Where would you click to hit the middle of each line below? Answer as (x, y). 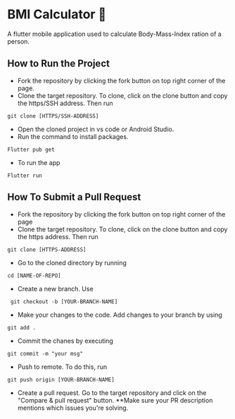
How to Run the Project (59, 64)
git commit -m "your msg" (45, 353)
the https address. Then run (58, 236)
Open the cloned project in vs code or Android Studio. (96, 129)
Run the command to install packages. (73, 136)
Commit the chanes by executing (65, 341)
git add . (22, 327)
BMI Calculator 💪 (57, 14)
